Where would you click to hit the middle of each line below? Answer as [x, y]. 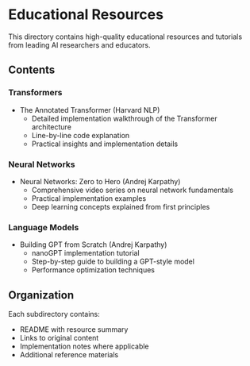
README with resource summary [74, 329]
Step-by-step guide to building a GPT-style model [113, 262]
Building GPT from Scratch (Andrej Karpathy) [93, 245]
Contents [32, 70]
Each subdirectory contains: [54, 314]
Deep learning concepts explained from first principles [121, 206]
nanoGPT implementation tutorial [86, 253]
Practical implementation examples [89, 198]
